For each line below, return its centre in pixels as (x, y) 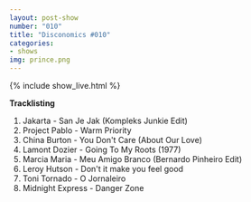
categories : (32, 43)
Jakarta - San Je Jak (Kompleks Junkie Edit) (105, 120)
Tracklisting (33, 103)
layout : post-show (44, 18)
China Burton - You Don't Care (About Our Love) (112, 140)
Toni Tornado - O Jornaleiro (74, 178)
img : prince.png (40, 60)
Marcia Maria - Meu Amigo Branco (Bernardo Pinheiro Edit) (132, 159)
